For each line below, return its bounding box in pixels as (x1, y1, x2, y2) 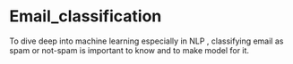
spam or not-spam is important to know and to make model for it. (9, 44, 249, 55)
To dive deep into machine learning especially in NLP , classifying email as (9, 36, 284, 46)
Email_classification (9, 6, 162, 27)
